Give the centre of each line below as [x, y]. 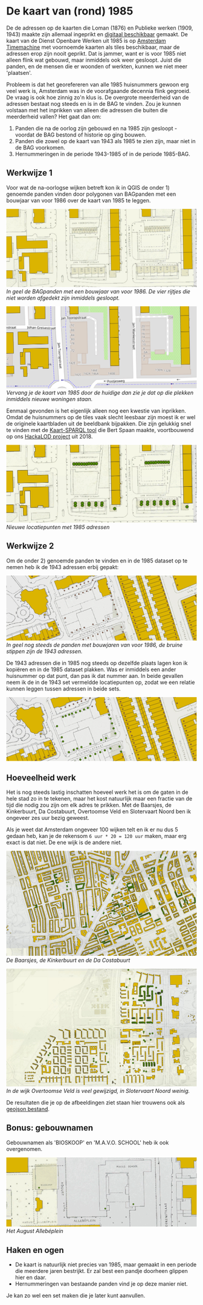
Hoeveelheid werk [41, 778]
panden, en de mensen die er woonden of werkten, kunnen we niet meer [97, 66]
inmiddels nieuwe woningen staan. [50, 399]
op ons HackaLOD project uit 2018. [50, 436]
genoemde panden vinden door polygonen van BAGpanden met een [91, 194]
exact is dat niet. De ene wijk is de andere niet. [64, 843]
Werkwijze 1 [29, 173]
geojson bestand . [28, 1109]
